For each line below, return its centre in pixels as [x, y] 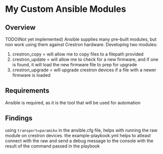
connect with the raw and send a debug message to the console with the [79, 141]
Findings [19, 118]
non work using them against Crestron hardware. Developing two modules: [81, 45]
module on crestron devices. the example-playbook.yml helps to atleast [78, 135]
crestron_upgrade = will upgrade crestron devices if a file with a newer [84, 70]
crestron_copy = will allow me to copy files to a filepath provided [78, 54]
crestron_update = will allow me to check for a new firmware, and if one [85, 59]
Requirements [27, 91]
